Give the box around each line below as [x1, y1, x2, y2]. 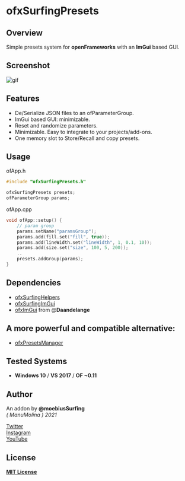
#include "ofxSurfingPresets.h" [6, 179, 86, 185]
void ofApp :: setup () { [6, 218, 62, 224]
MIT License [6, 469, 37, 475]
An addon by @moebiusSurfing [6, 405, 85, 412]
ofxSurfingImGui [14, 300, 55, 307]
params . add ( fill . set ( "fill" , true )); [17, 234, 110, 240]
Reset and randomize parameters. [14, 122, 98, 129]
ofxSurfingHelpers [14, 294, 60, 301]
